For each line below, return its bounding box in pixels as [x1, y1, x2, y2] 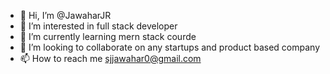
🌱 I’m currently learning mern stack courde [19, 31, 197, 42]
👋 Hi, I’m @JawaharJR [19, 10, 112, 21]
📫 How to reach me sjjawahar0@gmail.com [19, 53, 202, 64]
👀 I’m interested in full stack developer [19, 20, 178, 32]
